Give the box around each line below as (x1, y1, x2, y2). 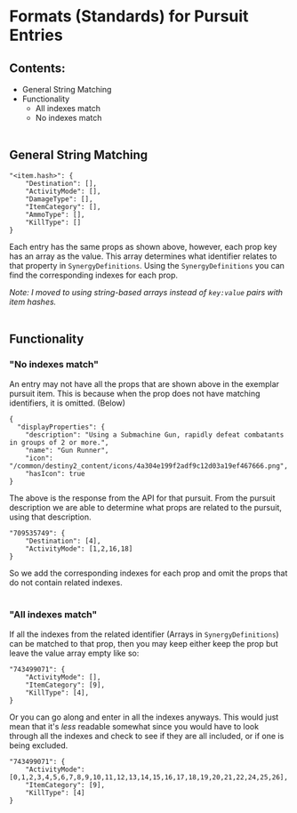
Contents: (9, 60, 66, 76)
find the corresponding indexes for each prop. (9, 270, 179, 280)
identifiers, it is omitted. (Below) (9, 398, 126, 408)
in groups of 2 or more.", (9, 438, 109, 447)
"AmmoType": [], (25, 210, 86, 219)
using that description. (9, 511, 92, 522)
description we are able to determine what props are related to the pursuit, (9, 502, 283, 512)
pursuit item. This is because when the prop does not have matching (9, 388, 261, 398)
